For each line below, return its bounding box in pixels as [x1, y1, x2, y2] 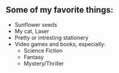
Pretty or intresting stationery [14, 33, 89, 41]
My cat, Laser [14, 27, 49, 35]
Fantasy [23, 53, 44, 60]
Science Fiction [23, 47, 63, 54]
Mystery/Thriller [23, 60, 65, 67]
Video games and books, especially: [14, 40, 106, 47]
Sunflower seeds [14, 21, 57, 28]
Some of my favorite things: [5, 5, 114, 15]
